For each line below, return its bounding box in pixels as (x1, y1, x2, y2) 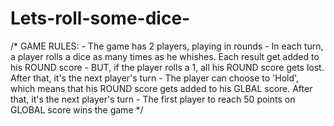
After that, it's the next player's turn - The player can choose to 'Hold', (10, 72, 300, 84)
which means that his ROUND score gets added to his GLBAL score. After (10, 82, 313, 94)
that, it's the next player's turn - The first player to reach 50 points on (10, 93, 296, 105)
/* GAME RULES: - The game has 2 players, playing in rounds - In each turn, (10, 40, 324, 52)
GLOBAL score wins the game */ (10, 103, 144, 116)
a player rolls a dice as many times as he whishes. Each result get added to (10, 50, 320, 62)
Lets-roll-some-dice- (10, 7, 191, 30)
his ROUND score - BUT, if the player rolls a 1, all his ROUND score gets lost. (10, 61, 325, 73)
